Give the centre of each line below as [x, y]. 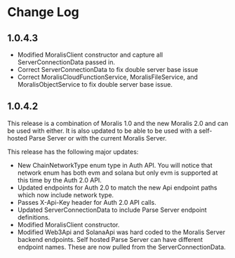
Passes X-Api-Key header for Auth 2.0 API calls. [87, 202]
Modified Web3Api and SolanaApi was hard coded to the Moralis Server [121, 232]
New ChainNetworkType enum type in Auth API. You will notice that [115, 165]
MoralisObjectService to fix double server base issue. [95, 84]
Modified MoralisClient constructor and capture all [90, 55]
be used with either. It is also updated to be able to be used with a [102, 131]
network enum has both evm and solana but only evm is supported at [117, 173]
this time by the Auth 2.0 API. [59, 180]
